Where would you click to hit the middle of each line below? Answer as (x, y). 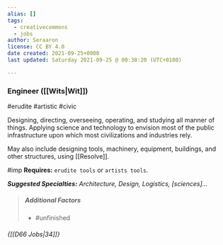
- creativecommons (41, 27)
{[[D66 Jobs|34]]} (34, 234)
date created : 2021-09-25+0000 (53, 54)
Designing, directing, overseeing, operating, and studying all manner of (111, 120)
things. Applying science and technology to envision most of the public (111, 127)
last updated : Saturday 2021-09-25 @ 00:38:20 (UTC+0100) (95, 60)
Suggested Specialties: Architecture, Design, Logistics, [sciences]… (108, 184)
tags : (15, 21)
